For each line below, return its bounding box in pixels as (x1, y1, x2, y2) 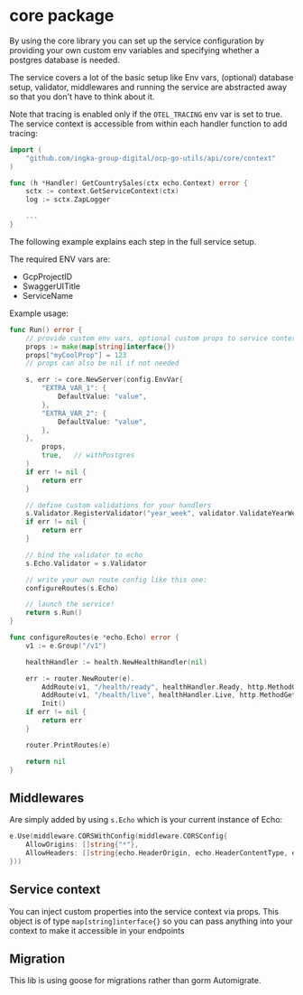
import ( (9, 145, 42, 154)
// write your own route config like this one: (25, 575, 207, 584)
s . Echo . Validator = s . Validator (25, 559, 147, 568)
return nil (25, 757, 67, 766)
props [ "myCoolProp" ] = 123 (25, 350, 127, 359)
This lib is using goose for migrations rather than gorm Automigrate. (9, 975, 262, 986)
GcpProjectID (22, 271, 73, 282)
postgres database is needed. (9, 54, 120, 65)
